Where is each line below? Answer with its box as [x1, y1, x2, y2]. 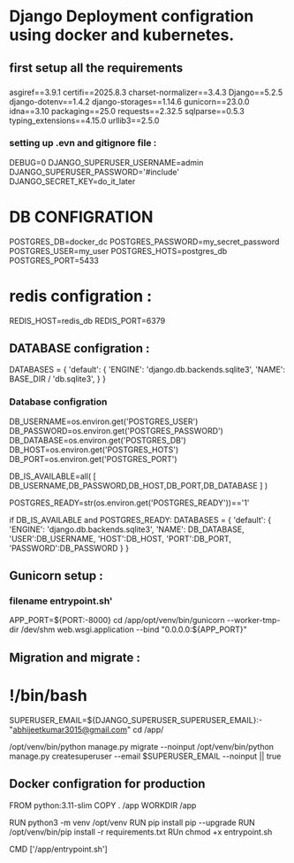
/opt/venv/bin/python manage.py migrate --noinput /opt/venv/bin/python [9, 741, 275, 751]
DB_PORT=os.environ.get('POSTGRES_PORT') [9, 453, 178, 464]
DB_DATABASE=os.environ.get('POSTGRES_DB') [9, 435, 187, 445]
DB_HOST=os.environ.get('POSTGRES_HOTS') [9, 444, 179, 455]
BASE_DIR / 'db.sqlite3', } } [9, 374, 106, 384]
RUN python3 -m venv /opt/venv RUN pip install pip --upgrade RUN [9, 817, 256, 828]
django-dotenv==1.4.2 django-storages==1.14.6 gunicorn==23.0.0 [9, 96, 250, 107]
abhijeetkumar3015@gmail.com [12, 724, 128, 735]
